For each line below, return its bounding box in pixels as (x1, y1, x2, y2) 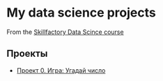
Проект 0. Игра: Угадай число (16, 66, 106, 74)
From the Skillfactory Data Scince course (6, 28, 124, 36)
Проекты (6, 48, 48, 60)
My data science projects (6, 5, 156, 21)
